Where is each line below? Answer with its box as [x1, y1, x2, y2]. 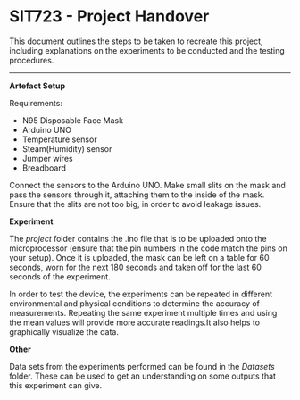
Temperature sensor [21, 134, 97, 145]
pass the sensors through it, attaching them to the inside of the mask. [9, 189, 265, 200]
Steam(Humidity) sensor [21, 143, 112, 154]
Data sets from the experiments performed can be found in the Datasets [9, 361, 275, 371]
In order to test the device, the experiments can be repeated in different [9, 288, 272, 299]
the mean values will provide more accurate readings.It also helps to [9, 317, 261, 328]
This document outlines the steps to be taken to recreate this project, [9, 36, 263, 46]
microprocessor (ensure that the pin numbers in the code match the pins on [9, 243, 287, 254]
